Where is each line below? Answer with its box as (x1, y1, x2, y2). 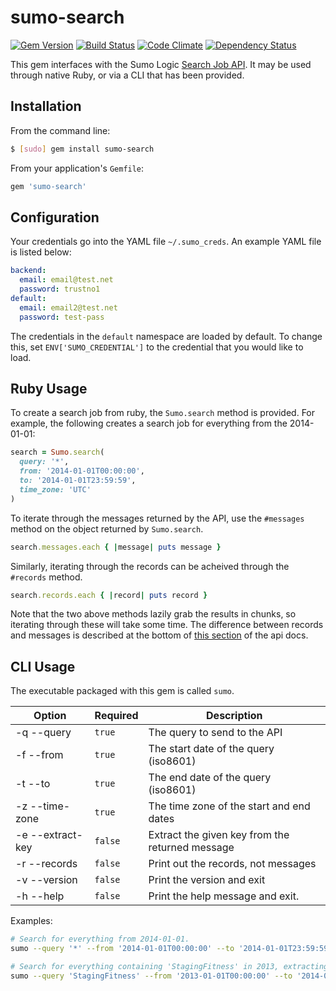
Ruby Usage (10, 380, 88, 397)
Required (94, 709, 139, 723)
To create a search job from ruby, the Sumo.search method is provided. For (10, 407, 316, 419)
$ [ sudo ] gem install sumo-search (10, 144, 155, 154)
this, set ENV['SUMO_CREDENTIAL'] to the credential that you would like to (10, 341, 304, 353)
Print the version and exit (148, 873, 266, 887)
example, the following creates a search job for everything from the (10, 417, 288, 430)
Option (33, 709, 67, 723)
